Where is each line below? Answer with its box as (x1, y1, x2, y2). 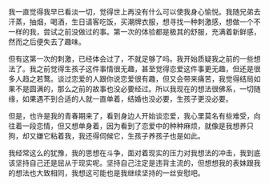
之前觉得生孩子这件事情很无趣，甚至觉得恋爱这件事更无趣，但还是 (35, 64, 254, 74)
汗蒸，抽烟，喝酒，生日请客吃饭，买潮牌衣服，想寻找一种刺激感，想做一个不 (8, 17, 261, 26)
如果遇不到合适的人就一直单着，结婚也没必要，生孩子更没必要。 (22, 95, 233, 103)
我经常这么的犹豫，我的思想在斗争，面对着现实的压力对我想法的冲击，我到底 (8, 148, 261, 158)
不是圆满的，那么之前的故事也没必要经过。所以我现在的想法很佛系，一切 (14, 84, 254, 94)
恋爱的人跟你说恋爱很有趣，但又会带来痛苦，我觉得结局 (70, 74, 254, 83)
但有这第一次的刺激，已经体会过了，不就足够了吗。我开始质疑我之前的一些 (8, 54, 254, 63)
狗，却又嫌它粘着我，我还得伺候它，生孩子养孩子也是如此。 (8, 131, 205, 140)
